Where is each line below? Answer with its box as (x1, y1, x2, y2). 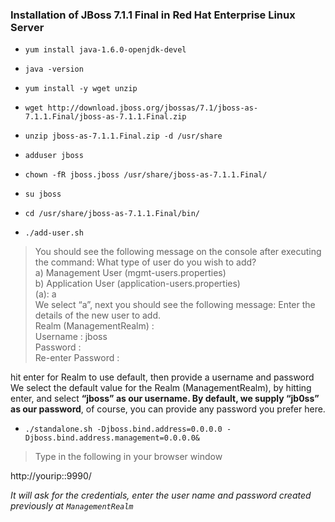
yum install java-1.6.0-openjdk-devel (24, 45, 187, 55)
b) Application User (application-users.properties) (34, 278, 241, 290)
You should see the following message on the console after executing (34, 246, 322, 258)
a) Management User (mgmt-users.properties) (34, 267, 227, 279)
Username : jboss (34, 331, 108, 343)
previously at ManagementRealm (10, 500, 134, 512)
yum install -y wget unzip (24, 84, 138, 94)
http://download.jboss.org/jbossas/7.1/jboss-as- (47, 103, 259, 113)
